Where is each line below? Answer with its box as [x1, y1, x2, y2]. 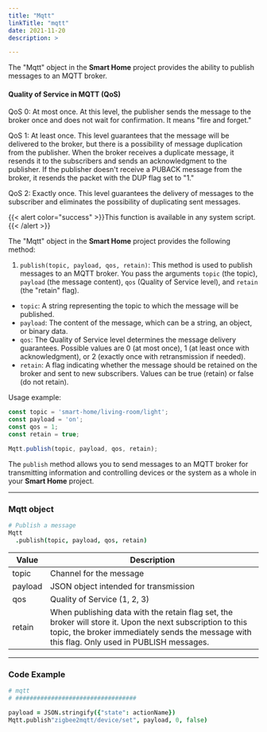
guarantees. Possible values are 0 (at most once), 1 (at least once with [19, 343, 250, 353]
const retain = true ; [8, 431, 80, 439]
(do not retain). [19, 378, 69, 387]
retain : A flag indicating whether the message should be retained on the [19, 360, 258, 370]
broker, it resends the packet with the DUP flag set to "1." [8, 173, 195, 183]
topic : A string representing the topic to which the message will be [19, 301, 239, 311]
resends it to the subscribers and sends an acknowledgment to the [8, 156, 227, 166]
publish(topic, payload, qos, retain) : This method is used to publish [19, 260, 253, 270]
